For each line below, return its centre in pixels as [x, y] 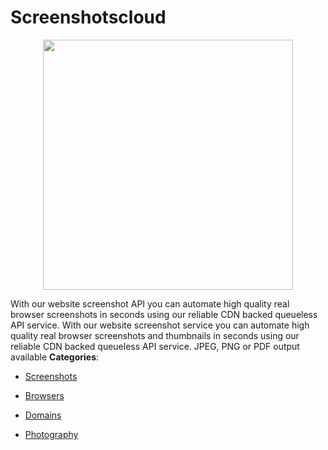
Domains [43, 415]
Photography [51, 434]
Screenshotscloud [88, 17]
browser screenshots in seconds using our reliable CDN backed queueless [164, 314]
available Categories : [55, 357]
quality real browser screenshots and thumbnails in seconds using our [155, 335]
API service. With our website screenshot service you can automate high [160, 325]
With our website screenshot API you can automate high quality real [150, 303]
